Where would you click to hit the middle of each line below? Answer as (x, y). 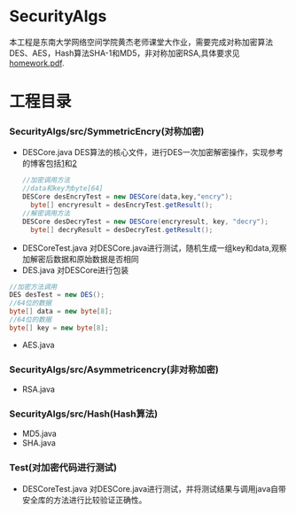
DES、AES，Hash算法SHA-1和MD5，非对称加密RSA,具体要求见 (125, 53)
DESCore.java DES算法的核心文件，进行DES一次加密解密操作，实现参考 (152, 152)
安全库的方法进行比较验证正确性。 (84, 500)
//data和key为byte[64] (62, 189)
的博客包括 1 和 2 (50, 163)
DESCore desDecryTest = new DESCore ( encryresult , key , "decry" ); (145, 222)
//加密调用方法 (46, 180)
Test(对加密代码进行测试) (63, 468)
